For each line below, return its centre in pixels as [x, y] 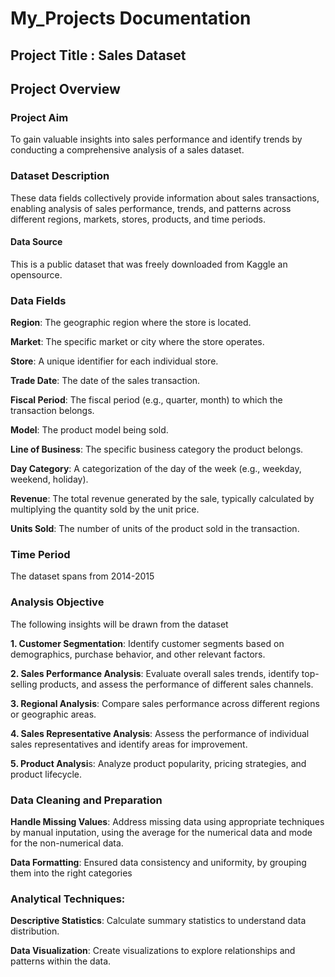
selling [24, 684]
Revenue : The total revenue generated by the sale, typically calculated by [162, 499]
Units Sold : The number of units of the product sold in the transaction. [155, 529]
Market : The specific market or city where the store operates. [137, 342]
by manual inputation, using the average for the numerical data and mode [161, 832]
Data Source [36, 242]
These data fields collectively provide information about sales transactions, [165, 198]
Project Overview [65, 88]
